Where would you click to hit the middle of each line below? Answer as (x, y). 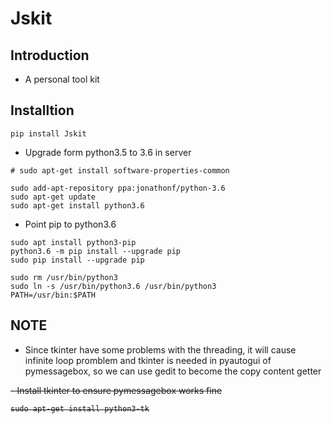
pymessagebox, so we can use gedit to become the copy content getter (173, 371)
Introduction (50, 55)
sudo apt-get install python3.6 (77, 205)
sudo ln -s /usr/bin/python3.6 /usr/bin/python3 (113, 286)
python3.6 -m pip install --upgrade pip (96, 251)
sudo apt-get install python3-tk (80, 408)
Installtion (42, 110)
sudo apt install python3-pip (73, 242)
